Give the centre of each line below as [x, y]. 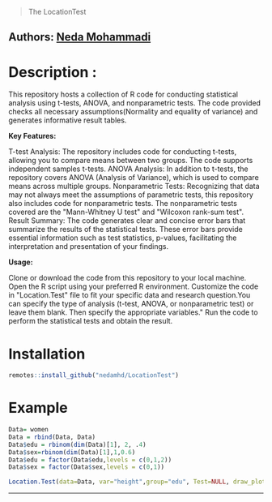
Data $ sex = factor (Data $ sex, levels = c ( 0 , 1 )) [86, 467]
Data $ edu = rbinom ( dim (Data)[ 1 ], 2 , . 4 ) [78, 444]
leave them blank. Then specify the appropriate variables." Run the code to [133, 312]
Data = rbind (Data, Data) [52, 437]
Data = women [28, 430]
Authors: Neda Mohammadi [80, 37]
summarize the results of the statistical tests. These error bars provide [125, 230]
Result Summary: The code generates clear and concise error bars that [127, 221]
